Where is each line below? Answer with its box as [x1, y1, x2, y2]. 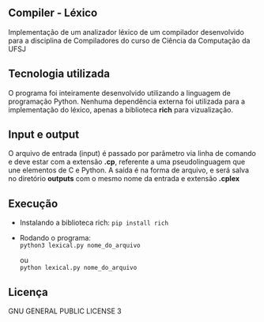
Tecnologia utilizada [8, 67, 111, 81]
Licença [8, 285, 49, 299]
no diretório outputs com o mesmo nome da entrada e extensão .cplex [8, 174, 239, 184]
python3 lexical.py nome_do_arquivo [19, 241, 141, 250]
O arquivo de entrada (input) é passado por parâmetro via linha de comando [8, 149, 257, 158]
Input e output [8, 128, 80, 142]
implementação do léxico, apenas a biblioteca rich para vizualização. [8, 104, 233, 114]
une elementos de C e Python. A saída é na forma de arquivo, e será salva [8, 165, 250, 175]
